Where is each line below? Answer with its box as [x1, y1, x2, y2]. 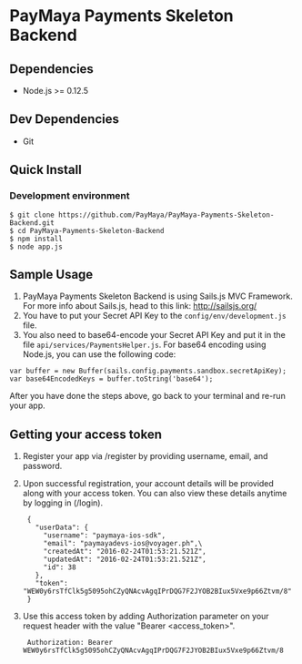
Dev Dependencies [9, 111, 120, 128]
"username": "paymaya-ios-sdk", [43, 531, 166, 540]
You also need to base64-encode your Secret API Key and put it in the [22, 330, 287, 341]
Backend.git [9, 218, 55, 228]
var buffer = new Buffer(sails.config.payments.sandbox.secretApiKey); [9, 366, 287, 376]
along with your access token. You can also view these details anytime [22, 488, 287, 499]
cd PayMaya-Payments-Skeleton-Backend [17, 226, 166, 235]
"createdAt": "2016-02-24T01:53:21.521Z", [43, 547, 206, 557]
